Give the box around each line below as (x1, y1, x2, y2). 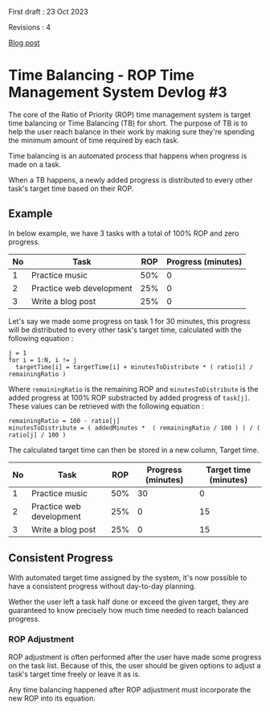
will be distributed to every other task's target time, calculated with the (8, 325, 243, 335)
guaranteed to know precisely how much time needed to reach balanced (8, 605, 249, 614)
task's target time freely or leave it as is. (8, 669, 141, 679)
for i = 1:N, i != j (8, 355, 78, 364)
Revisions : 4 (8, 23, 51, 31)
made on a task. (8, 159, 62, 169)
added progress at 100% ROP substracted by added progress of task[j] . (8, 392, 251, 402)
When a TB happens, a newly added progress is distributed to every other (8, 175, 253, 184)
